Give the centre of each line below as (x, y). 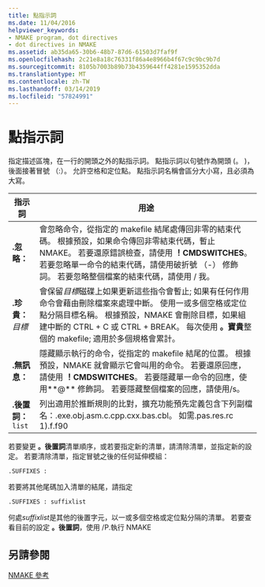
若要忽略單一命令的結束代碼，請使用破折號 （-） (130, 265)
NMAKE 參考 (29, 575)
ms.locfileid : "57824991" (50, 96)
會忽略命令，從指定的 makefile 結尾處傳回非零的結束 (136, 230)
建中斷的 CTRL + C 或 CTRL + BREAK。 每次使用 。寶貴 (142, 327)
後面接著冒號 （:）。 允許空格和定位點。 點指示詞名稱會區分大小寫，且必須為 (131, 171)
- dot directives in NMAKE (52, 45)
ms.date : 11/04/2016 (42, 23)
